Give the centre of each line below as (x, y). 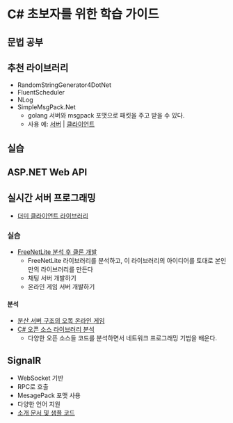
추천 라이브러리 (38, 68)
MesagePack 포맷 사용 (49, 396)
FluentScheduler (41, 93)
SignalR (24, 360)
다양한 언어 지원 (39, 404)
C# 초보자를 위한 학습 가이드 (83, 14)
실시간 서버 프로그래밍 (51, 198)
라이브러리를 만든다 (67, 269)
